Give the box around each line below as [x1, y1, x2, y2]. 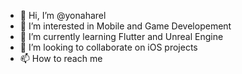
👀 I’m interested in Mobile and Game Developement [19, 20, 232, 32]
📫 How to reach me [19, 53, 103, 64]
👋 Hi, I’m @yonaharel [19, 10, 107, 21]
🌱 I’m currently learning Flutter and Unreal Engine [19, 31, 224, 42]
